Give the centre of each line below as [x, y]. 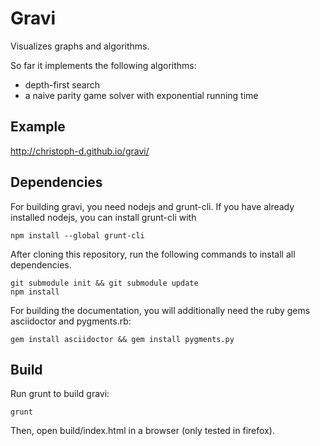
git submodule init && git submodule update [104, 283]
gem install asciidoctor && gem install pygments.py [122, 339]
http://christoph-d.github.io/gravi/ [80, 151]
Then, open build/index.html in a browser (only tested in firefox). [142, 431]
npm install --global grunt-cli [77, 235]
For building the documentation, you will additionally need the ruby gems [160, 310]
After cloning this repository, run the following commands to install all [153, 254]
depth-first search [62, 84]
